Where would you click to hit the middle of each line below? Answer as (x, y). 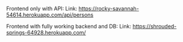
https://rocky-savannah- (109, 9)
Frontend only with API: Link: (42, 9)
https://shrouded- (154, 26)
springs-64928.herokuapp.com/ (46, 33)
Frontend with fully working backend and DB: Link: (69, 26)
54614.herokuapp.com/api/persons (50, 15)
